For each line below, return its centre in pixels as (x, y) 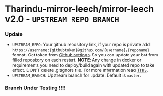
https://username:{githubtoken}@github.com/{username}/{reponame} (81, 50)
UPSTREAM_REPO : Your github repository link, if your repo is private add (81, 45)
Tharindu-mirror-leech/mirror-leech (80, 9)
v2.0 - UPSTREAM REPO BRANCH (62, 19)
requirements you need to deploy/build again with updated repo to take (83, 65)
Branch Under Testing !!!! (35, 88)
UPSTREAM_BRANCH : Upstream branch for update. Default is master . (77, 75)
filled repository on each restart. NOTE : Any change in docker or (77, 60)
